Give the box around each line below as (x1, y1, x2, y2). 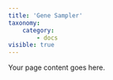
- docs (36, 33, 58, 42)
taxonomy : (8, 19, 41, 27)
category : (22, 26, 55, 34)
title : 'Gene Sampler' (8, 11, 83, 20)
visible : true (8, 41, 55, 49)
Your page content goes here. (8, 63, 105, 72)
